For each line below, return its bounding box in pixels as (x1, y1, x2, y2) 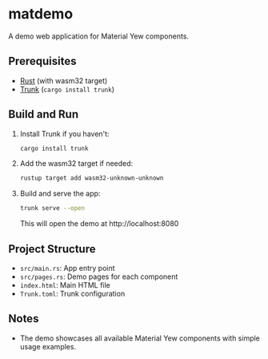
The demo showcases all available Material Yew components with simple (19, 333, 260, 343)
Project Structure (8, 242, 96, 256)
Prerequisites (8, 54, 77, 68)
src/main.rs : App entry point (19, 264, 115, 272)
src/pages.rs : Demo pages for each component (19, 272, 178, 281)
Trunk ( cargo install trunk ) (19, 84, 114, 94)
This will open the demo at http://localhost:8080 (19, 219, 179, 228)
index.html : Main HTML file (19, 280, 110, 289)
